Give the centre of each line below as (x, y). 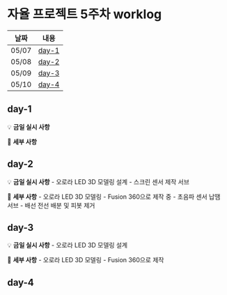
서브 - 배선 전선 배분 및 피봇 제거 (51, 205)
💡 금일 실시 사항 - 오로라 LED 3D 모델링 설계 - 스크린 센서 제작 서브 (99, 181)
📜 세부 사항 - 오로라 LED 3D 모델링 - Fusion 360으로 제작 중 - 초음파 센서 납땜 (114, 197)
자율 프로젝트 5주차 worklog (85, 14)
